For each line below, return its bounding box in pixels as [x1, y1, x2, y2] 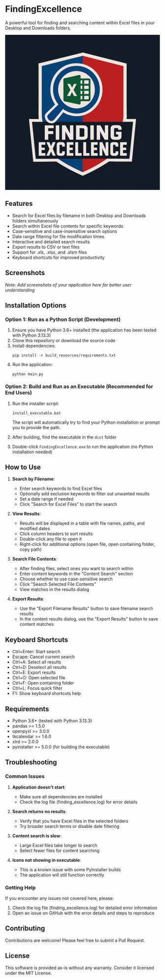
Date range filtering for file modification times [12, 233, 105, 239]
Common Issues [5, 773, 45, 780]
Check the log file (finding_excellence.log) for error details [19, 799, 137, 805]
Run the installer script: [12, 400, 59, 407]
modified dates [19, 526, 50, 532]
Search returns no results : [12, 808, 67, 814]
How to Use [5, 463, 41, 471]
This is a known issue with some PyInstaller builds [19, 866, 121, 872]
